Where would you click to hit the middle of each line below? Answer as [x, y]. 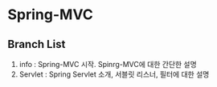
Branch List [37, 44]
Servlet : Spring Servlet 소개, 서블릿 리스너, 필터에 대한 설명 [114, 74]
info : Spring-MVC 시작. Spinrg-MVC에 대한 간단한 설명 [108, 64]
